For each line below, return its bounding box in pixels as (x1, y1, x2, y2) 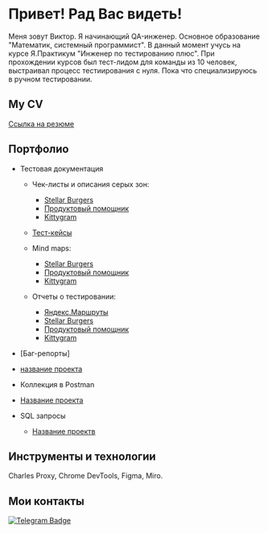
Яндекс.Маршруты (43, 307, 109, 316)
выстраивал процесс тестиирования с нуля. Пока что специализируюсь (8, 65, 258, 75)
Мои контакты (8, 494, 85, 508)
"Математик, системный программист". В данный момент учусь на (8, 39, 241, 49)
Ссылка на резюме (8, 118, 75, 129)
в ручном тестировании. (8, 74, 93, 84)
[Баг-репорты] (19, 348, 70, 358)
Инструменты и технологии (8, 449, 156, 463)
